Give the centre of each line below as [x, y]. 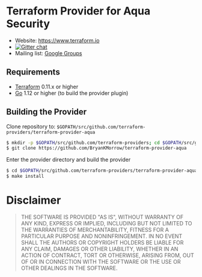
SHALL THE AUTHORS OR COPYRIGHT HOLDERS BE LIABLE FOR [102, 242]
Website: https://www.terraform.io [57, 40]
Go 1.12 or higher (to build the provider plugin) [72, 93]
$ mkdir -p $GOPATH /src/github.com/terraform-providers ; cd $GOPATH [94, 142]
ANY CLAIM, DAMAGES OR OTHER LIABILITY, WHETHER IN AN [99, 249]
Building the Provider [47, 112]
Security [28, 24]
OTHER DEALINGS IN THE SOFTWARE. [69, 268]
